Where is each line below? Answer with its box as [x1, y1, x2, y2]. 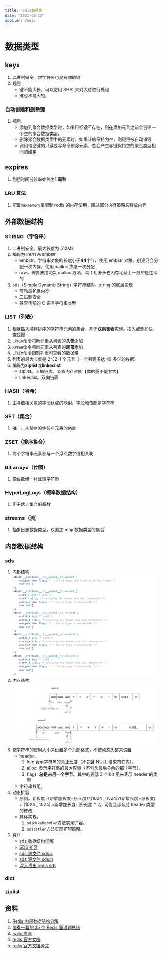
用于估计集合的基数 [12, 501, 51, 507]
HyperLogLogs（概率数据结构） [5, 489, 81, 496]
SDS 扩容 [19, 844, 38, 850]
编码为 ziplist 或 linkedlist [12, 362, 61, 368]
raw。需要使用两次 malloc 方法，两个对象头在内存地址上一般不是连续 [19, 270, 158, 275]
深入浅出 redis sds [19, 862, 56, 868]
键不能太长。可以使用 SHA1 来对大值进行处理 [19, 87, 109, 93]
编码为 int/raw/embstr [12, 252, 56, 257]
